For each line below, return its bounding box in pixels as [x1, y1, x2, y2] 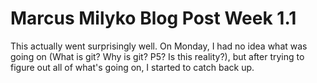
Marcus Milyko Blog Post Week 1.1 [10, 7, 297, 30]
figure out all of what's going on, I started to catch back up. [10, 61, 255, 73]
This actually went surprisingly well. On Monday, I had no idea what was [10, 40, 308, 52]
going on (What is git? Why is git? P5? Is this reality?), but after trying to [10, 50, 305, 62]
